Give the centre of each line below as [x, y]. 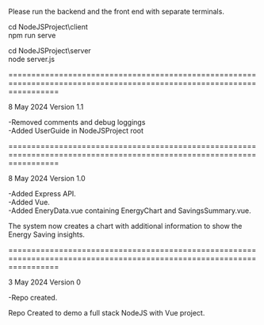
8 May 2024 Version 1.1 [46, 107]
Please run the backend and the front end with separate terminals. [116, 12]
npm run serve [32, 35]
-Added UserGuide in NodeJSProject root [76, 131]
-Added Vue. [29, 202]
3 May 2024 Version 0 [44, 282]
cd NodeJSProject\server [50, 50]
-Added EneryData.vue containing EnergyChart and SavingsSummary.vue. [130, 211]
